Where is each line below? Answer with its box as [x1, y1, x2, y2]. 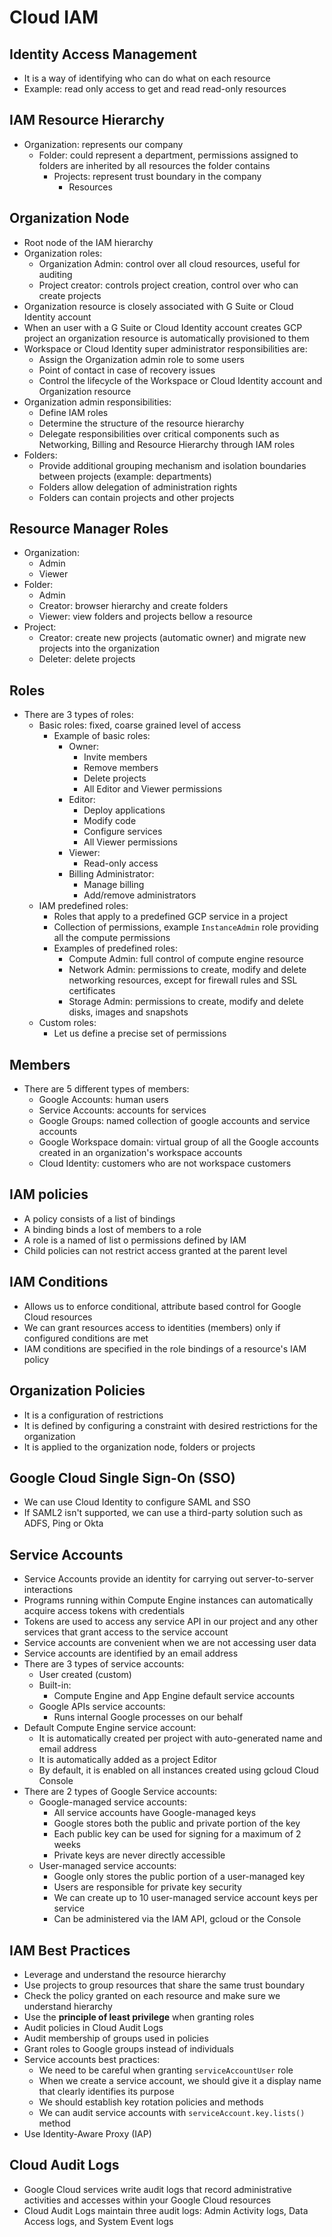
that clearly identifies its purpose [38, 2085, 175, 2097]
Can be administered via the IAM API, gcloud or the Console [53, 1913, 302, 1925]
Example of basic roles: [53, 730, 151, 742]
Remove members [83, 762, 159, 774]
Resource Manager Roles [9, 521, 169, 538]
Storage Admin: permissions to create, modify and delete [68, 996, 304, 1008]
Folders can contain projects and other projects [38, 491, 235, 503]
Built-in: [38, 1679, 72, 1691]
